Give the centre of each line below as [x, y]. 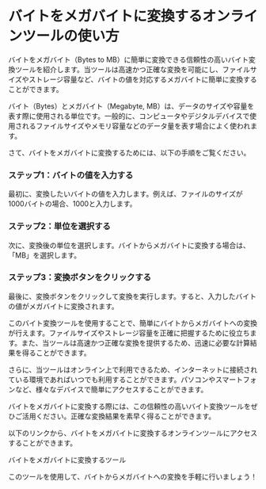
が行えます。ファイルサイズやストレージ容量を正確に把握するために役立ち [129, 333]
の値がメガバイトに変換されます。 [63, 306]
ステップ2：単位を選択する [59, 227]
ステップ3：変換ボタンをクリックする [80, 277]
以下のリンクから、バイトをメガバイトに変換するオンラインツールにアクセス [133, 433]
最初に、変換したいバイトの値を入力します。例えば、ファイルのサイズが [125, 194]
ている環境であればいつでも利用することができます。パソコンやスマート [126, 379]
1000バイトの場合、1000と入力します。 [72, 204]
